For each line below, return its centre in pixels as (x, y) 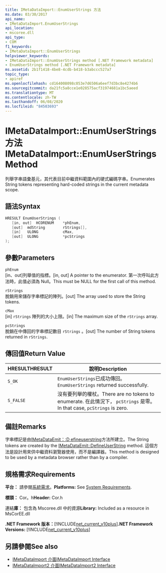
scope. (12, 189)
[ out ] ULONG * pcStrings (48, 237)
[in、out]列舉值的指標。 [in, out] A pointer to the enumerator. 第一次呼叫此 (80, 275)
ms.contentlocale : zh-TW (31, 97)
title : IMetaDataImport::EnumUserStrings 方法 (53, 10)
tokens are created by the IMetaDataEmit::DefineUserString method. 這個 (80, 446)
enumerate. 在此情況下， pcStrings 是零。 (106, 401)
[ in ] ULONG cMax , (43, 232)
